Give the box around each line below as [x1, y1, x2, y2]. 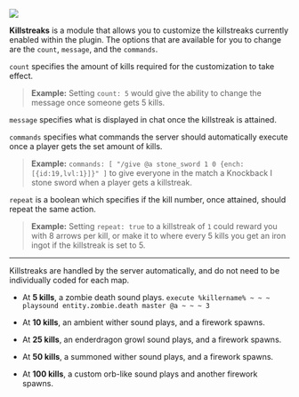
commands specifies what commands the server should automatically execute [9, 131, 289, 142]
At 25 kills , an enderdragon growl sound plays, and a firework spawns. [21, 334, 282, 345]
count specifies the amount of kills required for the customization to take [9, 61, 275, 71]
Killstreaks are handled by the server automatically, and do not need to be [9, 266, 280, 275]
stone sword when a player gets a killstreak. [30, 178, 193, 187]
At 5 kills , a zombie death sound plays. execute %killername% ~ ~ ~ [21, 292, 271, 302]
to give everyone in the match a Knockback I [109, 168, 273, 178]
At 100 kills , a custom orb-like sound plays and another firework [21, 369, 258, 379]
